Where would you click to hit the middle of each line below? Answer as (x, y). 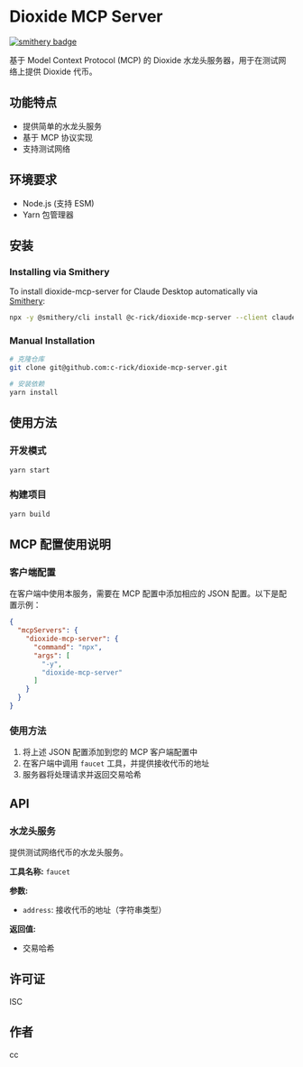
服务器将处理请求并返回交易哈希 (82, 775)
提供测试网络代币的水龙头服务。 (69, 852)
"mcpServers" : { (48, 630)
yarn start (30, 470)
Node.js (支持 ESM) (58, 203)
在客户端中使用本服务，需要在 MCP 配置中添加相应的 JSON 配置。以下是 (144, 593)
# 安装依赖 (27, 384)
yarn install (34, 393)
